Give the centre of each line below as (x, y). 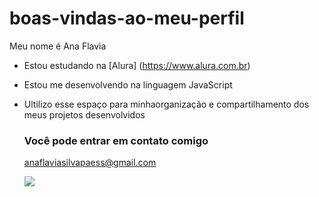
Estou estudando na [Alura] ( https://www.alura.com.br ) (137, 65)
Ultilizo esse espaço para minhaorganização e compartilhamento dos (166, 104)
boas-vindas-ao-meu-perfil (127, 18)
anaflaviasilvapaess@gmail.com (90, 163)
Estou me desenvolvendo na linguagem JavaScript (128, 84)
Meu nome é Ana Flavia (58, 46)
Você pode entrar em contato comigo (116, 140)
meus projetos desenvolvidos (84, 114)
